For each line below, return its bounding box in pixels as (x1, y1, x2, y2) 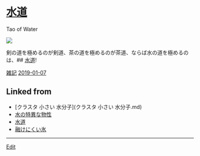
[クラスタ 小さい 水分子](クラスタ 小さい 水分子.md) (14, 103, 142, 110)
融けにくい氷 (14, 126, 46, 133)
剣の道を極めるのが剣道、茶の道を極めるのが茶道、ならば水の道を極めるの (6, 49, 189, 56)
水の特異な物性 (14, 111, 52, 118)
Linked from (6, 87, 52, 97)
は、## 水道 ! (6, 56, 37, 63)
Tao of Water (6, 25, 38, 33)
